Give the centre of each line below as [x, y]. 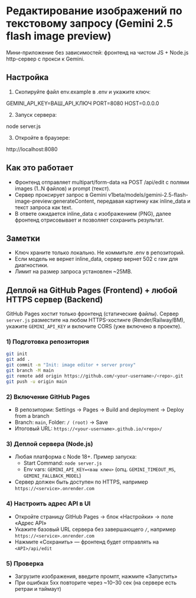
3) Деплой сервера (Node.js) [50, 444]
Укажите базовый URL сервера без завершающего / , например [95, 529]
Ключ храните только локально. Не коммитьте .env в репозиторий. [99, 252]
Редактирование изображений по [94, 11]
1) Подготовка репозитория [48, 342]
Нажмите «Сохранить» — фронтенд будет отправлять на [87, 542]
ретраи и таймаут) [38, 589]
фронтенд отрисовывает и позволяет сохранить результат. [89, 220]
